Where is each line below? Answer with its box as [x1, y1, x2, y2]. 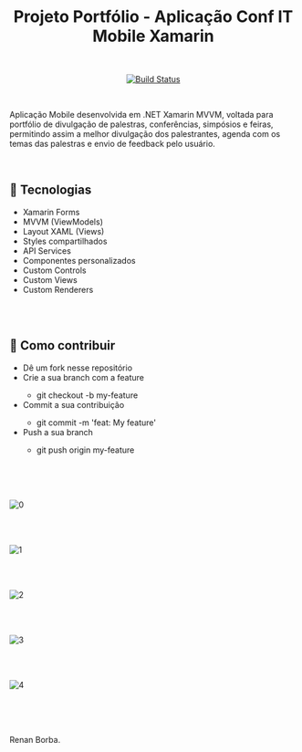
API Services [22, 245, 71, 256]
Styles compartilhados [22, 235, 108, 246]
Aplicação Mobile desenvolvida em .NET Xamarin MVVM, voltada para [9, 109, 274, 120]
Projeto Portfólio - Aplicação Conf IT [13, 6, 294, 27]
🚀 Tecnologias [9, 183, 92, 198]
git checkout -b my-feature [36, 390, 139, 401]
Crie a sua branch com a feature [22, 371, 144, 382]
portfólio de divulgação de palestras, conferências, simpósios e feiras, [9, 119, 274, 130]
